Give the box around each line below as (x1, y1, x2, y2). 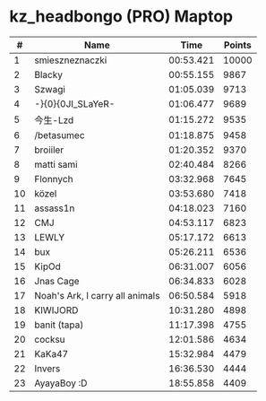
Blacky (34, 68, 63, 81)
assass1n (34, 202, 75, 214)
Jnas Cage (34, 275, 80, 287)
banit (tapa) (34, 318, 84, 331)
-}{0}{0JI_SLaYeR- (34, 97, 116, 109)
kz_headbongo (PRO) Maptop (9, 6, 234, 27)
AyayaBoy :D (34, 377, 88, 389)
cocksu (34, 333, 65, 345)
